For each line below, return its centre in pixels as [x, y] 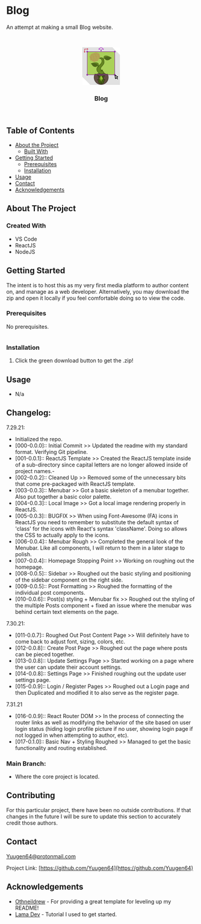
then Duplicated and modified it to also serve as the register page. [97, 692]
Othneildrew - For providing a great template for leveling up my [93, 901]
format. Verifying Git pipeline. [51, 451]
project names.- [35, 471]
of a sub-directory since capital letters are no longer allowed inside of [101, 465]
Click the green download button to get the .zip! [74, 361]
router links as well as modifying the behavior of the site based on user [103, 722]
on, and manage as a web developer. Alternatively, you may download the [98, 291]
